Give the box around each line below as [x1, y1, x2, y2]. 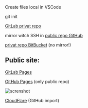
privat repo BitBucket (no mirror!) [5, 42, 71, 48]
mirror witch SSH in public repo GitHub [5, 33, 83, 38]
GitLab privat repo [5, 23, 41, 29]
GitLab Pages [5, 69, 32, 75]
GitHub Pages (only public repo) [5, 78, 70, 85]
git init [5, 14, 18, 19]
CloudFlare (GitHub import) [5, 97, 60, 103]
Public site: [5, 56, 40, 65]
